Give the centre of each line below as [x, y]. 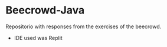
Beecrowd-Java [45, 10]
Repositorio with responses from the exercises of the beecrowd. [83, 26]
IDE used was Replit [38, 38]
